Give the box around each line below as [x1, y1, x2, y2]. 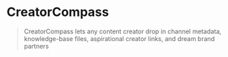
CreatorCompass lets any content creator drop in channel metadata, [23, 27, 222, 35]
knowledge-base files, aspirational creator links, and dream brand [23, 34, 215, 42]
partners [23, 42, 49, 50]
